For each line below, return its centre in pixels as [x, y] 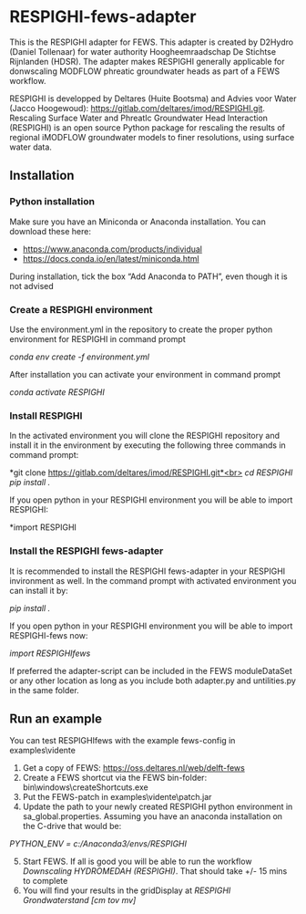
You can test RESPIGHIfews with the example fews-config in [122, 741]
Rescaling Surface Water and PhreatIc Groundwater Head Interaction [139, 118]
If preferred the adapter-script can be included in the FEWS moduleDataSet [151, 670]
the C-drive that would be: [72, 826]
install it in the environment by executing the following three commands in [148, 445]
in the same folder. [44, 690]
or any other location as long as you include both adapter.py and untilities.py [153, 680]
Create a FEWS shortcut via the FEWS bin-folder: [115, 778]
